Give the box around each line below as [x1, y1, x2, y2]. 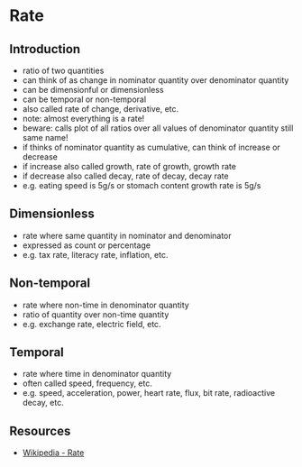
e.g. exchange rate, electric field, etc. [22, 318, 161, 329]
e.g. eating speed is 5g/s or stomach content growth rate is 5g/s [22, 180, 261, 190]
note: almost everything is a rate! [22, 114, 145, 124]
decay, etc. [22, 398, 65, 408]
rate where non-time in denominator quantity [22, 299, 189, 310]
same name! [22, 133, 69, 142]
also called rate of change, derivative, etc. [22, 104, 179, 114]
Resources [9, 423, 71, 438]
